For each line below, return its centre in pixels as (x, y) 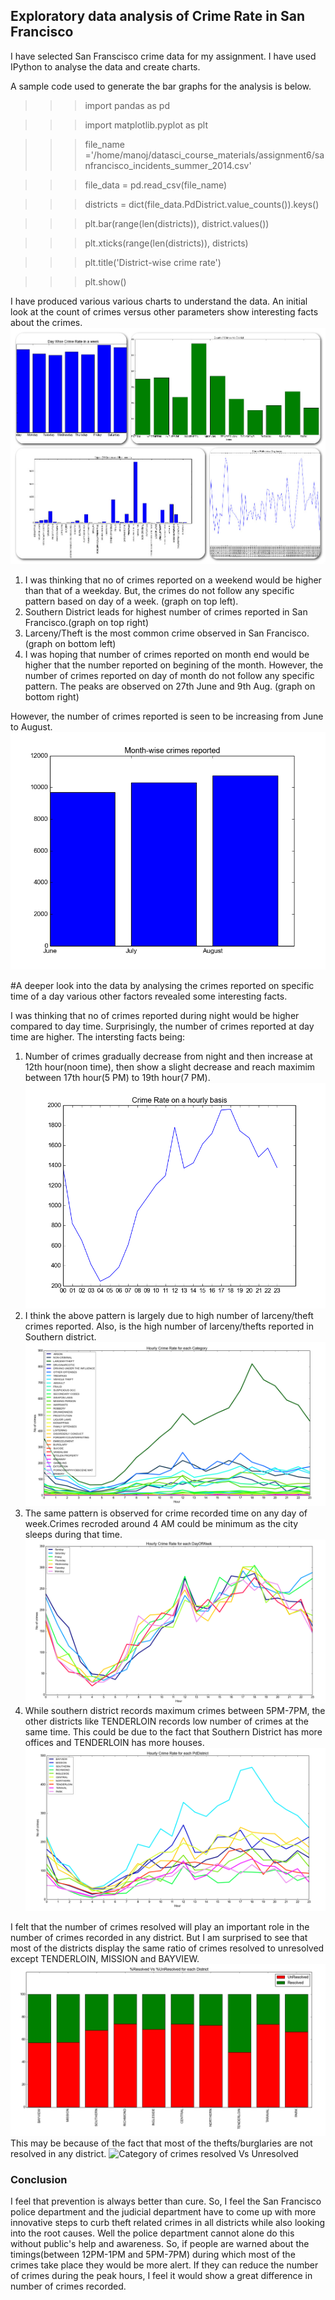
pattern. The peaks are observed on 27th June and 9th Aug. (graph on (170, 686)
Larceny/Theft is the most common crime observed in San (144, 633)
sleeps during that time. (73, 1535)
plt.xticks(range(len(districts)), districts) (166, 243)
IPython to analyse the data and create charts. (105, 66)
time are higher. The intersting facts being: (98, 1036)
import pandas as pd (127, 105)
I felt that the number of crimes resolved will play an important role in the (160, 1927)
